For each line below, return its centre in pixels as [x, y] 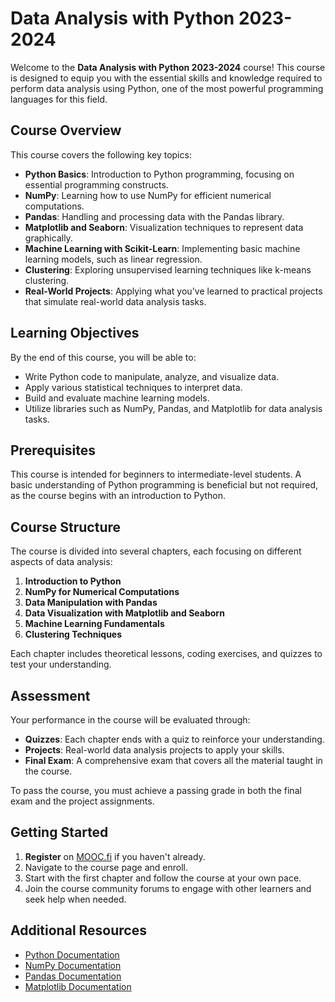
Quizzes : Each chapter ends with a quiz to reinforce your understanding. [174, 739]
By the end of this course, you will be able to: [103, 357]
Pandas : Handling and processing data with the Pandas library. [154, 216]
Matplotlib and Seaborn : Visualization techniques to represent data [164, 227]
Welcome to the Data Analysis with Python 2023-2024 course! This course [168, 67]
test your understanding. [61, 664]
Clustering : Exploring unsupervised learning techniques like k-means [168, 269]
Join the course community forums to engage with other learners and [168, 888]
